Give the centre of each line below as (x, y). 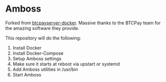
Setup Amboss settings (37, 58)
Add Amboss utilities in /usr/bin (45, 69)
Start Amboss (27, 74)
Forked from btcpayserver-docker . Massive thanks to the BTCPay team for (83, 23)
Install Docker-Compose (38, 53)
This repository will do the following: (43, 38)
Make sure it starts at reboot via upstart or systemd (66, 64)
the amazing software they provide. (42, 28)
